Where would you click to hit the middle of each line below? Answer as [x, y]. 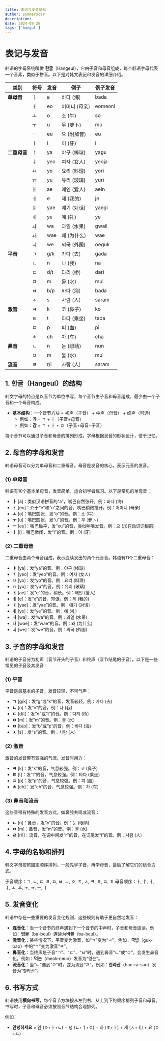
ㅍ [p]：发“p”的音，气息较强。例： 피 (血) [53, 781]
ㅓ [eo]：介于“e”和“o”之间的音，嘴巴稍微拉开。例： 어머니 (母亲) [76, 507]
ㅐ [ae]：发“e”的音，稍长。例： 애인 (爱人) [54, 593]
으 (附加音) [74, 134]
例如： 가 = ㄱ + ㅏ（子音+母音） [52, 419]
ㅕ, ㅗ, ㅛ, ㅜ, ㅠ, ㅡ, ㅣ [26, 887]
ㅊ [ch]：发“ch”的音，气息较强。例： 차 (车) [55, 786]
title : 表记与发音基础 [26, 10]
